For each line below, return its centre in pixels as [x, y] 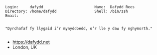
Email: [12, 16]
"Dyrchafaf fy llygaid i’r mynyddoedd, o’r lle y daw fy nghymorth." [79, 28]
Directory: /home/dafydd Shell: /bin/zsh [67, 11]
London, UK [25, 47]
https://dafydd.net [31, 42]
